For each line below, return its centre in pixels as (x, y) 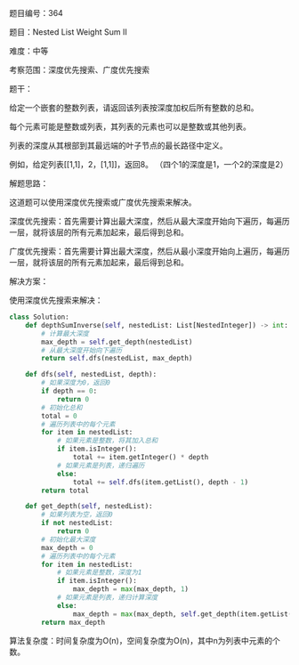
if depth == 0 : (69, 391)
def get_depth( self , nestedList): (89, 507)
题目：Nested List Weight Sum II (68, 32)
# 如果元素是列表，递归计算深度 (107, 597)
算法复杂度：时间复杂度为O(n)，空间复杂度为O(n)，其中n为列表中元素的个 (145, 640)
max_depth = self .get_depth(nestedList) (117, 342)
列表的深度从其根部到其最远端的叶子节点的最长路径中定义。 (118, 146)
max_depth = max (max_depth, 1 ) (131, 589)
